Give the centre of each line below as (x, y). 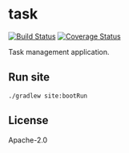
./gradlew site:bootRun (48, 96)
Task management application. (59, 52)
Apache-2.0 (28, 140)
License (28, 120)
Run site (29, 77)
